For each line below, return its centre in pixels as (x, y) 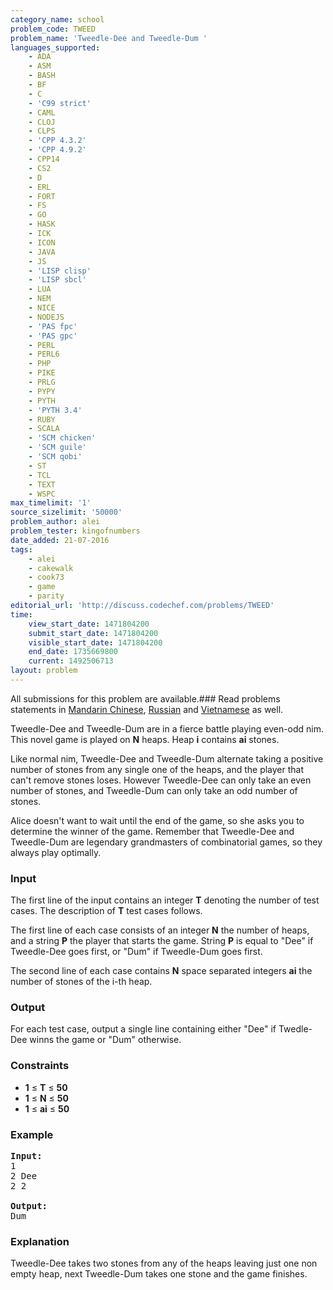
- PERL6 (44, 354)
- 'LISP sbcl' (57, 280)
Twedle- (295, 1029)
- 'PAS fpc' (53, 326)
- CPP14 (44, 159)
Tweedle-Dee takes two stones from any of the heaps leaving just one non (164, 1263)
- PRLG (42, 382)
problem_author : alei (55, 522)
